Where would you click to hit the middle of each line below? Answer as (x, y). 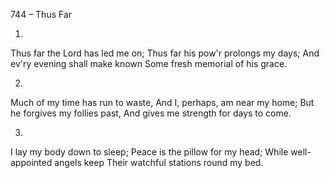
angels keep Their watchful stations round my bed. (159, 162)
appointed (31, 162)
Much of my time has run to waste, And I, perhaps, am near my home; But (162, 102)
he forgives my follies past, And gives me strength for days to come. (151, 113)
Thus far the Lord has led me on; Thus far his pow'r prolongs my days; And (165, 53)
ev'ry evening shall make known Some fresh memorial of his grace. (149, 63)
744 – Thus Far (41, 14)
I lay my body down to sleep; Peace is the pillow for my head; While (149, 152)
